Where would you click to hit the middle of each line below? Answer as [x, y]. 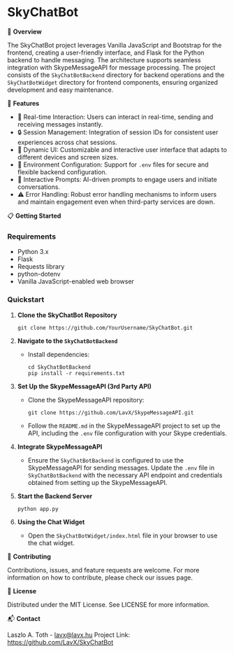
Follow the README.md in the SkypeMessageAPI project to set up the [124, 426]
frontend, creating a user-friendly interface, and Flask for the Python [106, 52]
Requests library [41, 267]
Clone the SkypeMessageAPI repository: [86, 400]
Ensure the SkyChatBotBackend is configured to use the [105, 460]
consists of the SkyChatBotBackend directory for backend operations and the [116, 75]
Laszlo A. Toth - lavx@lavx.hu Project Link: [69, 635]
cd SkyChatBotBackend [59, 367]
